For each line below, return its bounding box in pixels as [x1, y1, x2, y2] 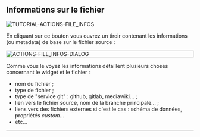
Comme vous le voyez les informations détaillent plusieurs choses [6, 62, 168, 69]
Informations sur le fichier [6, 5, 105, 15]
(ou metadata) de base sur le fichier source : [6, 38, 115, 45]
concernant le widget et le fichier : [6, 68, 90, 76]
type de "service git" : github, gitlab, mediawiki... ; [14, 92, 138, 100]
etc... [14, 118, 28, 125]
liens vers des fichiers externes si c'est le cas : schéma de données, [14, 105, 183, 113]
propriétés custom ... [14, 111, 65, 119]
